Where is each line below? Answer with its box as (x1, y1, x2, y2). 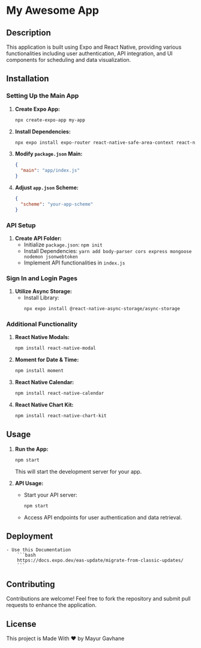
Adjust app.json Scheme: (14, 184, 79, 191)
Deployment (6, 531, 53, 541)
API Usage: (14, 479, 44, 487)
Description (6, 28, 51, 38)
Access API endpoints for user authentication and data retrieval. (23, 513, 182, 521)
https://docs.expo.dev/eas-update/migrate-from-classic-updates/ (17, 557, 184, 564)
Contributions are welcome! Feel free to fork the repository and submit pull (6, 595, 191, 602)
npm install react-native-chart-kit (14, 413, 107, 419)
